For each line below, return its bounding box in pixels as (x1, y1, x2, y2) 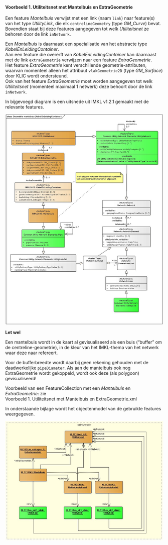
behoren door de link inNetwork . (5, 31, 71, 37)
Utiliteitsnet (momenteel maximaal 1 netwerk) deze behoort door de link (5, 83, 153, 90)
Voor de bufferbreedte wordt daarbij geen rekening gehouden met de (5, 359, 149, 365)
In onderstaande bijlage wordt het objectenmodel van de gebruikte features (5, 405, 161, 411)
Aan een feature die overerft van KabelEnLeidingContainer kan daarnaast (5, 52, 156, 58)
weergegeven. (5, 411, 35, 417)
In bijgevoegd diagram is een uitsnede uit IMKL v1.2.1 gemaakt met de (5, 98, 149, 105)
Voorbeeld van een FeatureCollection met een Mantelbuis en (5, 385, 131, 391)
